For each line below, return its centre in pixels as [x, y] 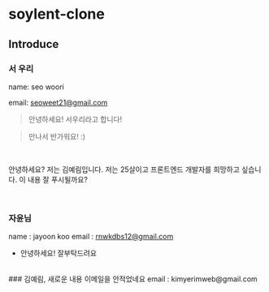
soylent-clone [57, 14]
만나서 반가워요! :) [56, 136]
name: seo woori [37, 87]
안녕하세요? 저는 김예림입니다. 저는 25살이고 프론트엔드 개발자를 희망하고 [124, 169]
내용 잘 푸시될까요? [57, 179]
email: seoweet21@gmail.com [58, 102]
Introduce [34, 44]
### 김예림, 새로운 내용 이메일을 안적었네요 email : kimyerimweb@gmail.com [133, 279]
